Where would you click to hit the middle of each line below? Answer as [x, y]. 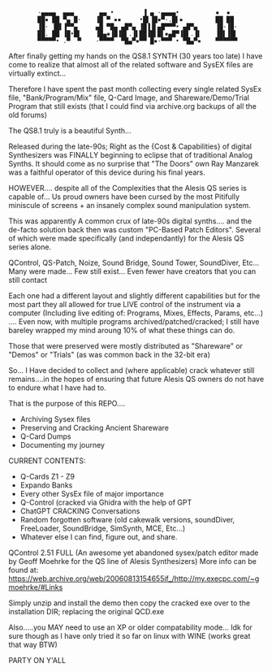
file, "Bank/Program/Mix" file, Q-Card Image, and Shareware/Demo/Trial [129, 98]
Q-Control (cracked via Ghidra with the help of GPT [106, 502]
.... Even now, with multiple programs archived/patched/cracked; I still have [134, 321]
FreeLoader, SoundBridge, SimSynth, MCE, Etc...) [103, 528]
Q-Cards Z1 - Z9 [47, 477]
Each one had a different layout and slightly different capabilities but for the [134, 296]
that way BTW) [33, 644]
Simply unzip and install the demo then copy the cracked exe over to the [129, 603]
